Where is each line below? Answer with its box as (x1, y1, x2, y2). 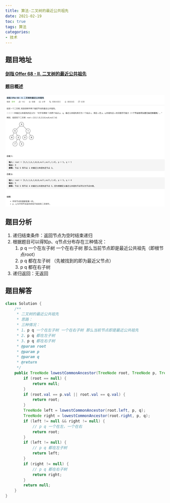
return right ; (32, 472, 62, 477)
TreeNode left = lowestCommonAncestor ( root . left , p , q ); (23, 408, 146, 413)
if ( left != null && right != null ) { (23, 418, 105, 423)
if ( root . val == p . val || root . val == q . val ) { (23, 392, 125, 397)
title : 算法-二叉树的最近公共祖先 (5, 8, 69, 13)
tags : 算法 (5, 24, 27, 29)
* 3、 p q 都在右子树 (16, 338, 56, 343)
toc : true (5, 19, 26, 24)
